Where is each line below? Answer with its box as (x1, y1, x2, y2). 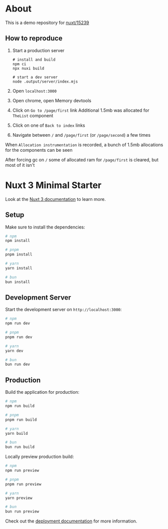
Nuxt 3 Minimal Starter (5, 179, 102, 191)
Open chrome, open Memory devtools (12, 97, 92, 103)
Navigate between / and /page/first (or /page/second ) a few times (12, 132, 151, 138)
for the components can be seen (5, 147, 73, 153)
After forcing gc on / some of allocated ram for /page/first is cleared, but (5, 156, 159, 163)
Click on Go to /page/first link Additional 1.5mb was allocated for (12, 107, 149, 113)
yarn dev (5, 348, 24, 353)
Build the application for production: (5, 389, 79, 395)
